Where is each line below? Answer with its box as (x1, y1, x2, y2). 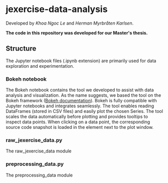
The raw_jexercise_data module (6, 148, 72, 154)
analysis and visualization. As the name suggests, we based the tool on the (6, 92, 161, 98)
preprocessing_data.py (6, 160, 64, 167)
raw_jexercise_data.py (6, 136, 62, 143)
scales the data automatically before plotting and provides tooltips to (6, 114, 148, 120)
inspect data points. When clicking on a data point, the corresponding (6, 119, 150, 125)
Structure (6, 44, 37, 53)
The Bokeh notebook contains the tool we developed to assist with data (6, 87, 154, 93)
